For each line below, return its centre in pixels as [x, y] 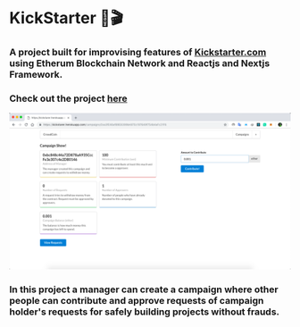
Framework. [36, 75]
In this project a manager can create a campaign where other [144, 289]
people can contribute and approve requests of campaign [137, 300]
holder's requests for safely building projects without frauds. [144, 312]
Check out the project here [68, 98]
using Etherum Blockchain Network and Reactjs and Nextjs [140, 63]
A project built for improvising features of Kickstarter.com [138, 53]
